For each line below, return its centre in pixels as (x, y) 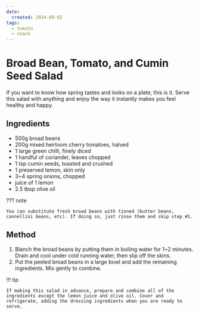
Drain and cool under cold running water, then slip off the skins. (93, 255)
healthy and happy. (30, 105)
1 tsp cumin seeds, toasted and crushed (64, 163)
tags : (13, 23)
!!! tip (13, 279)
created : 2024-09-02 (37, 17)
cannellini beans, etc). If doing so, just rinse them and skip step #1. (100, 216)
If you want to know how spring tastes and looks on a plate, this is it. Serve (98, 92)
